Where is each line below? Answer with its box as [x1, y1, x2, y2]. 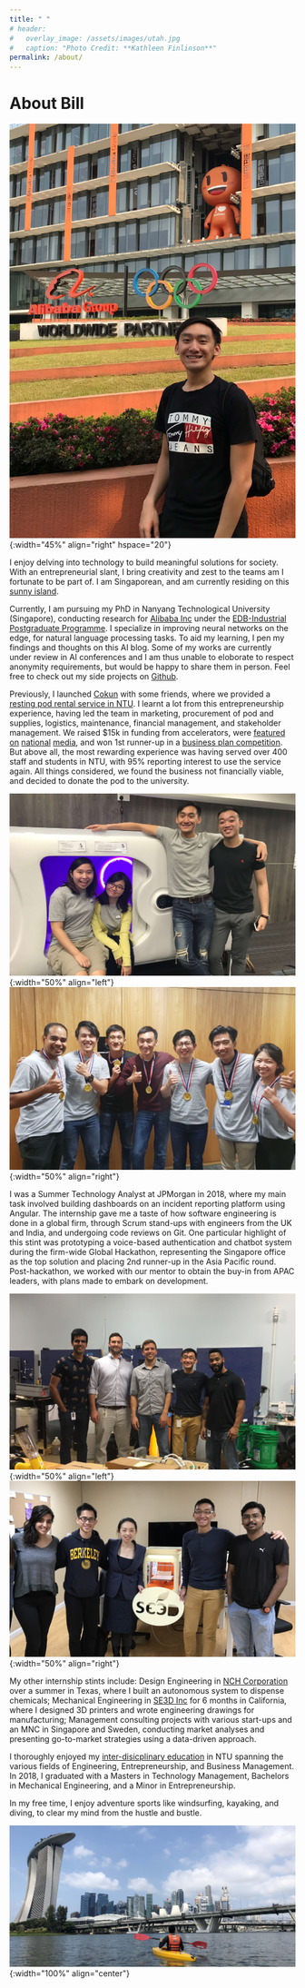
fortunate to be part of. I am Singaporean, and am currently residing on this [9, 577, 290, 588]
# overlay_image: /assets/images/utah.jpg [9, 34, 181, 43]
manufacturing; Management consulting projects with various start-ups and [9, 1714, 292, 1725]
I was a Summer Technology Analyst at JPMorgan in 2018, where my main [9, 1188, 287, 1199]
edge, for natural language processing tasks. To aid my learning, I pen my [9, 632, 285, 644]
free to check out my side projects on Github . [9, 671, 179, 682]
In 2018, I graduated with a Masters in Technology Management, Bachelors [9, 1770, 290, 1781]
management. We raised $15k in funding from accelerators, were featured [9, 727, 286, 738]
